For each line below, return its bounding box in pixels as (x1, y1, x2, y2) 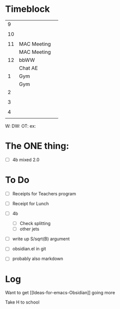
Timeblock (5, 3, 50, 15)
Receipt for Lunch (12, 200, 49, 206)
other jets (19, 226, 40, 232)
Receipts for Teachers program (12, 190, 76, 196)
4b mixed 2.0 (12, 157, 40, 163)
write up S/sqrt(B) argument (12, 236, 70, 242)
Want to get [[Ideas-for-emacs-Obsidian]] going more (5, 290, 116, 296)
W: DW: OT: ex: (5, 123, 36, 129)
